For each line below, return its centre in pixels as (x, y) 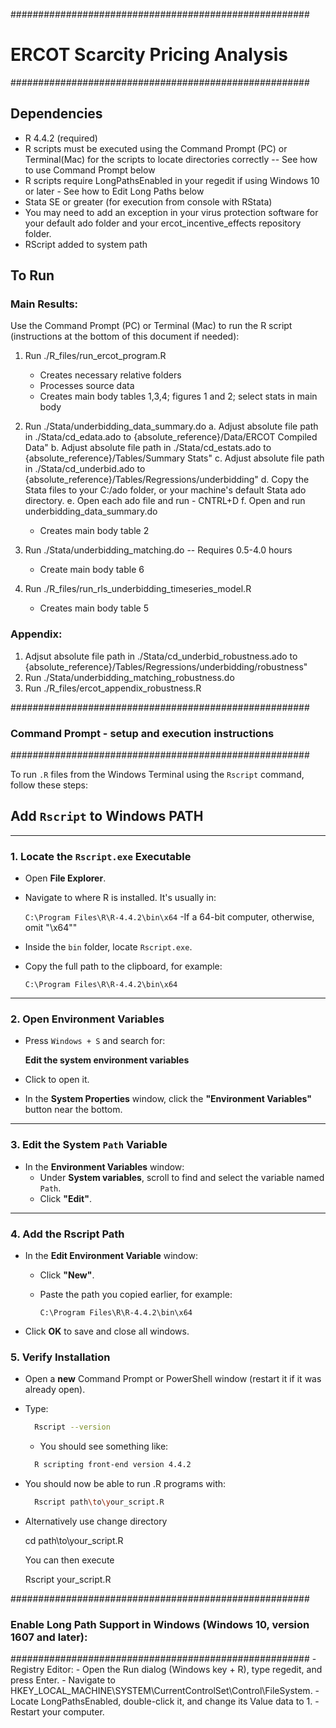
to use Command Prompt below (90, 170)
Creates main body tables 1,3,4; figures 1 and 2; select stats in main (178, 396)
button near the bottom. (73, 1110)
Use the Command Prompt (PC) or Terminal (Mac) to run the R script (151, 326)
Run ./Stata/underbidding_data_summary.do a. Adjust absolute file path (171, 426)
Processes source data (87, 386)
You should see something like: (104, 1446)
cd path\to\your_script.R (74, 1540)
